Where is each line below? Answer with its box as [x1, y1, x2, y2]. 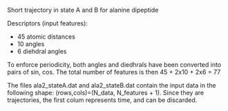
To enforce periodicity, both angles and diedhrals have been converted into [7, 61, 222, 68]
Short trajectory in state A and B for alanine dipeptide [7, 6, 159, 14]
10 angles [17, 40, 45, 48]
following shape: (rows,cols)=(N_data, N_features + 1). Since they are [7, 89, 205, 97]
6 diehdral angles [17, 48, 67, 55]
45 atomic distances [17, 32, 76, 41]
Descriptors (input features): [7, 19, 88, 27]
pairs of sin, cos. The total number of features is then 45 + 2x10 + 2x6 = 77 [7, 68, 221, 76]
